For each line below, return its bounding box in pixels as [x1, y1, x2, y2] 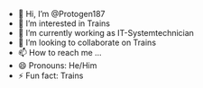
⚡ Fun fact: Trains [17, 70, 84, 81]
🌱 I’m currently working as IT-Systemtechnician [17, 28, 194, 38]
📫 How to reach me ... [17, 48, 102, 57]
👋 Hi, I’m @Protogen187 [17, 9, 106, 19]
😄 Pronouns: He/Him [17, 60, 97, 71]
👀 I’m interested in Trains [17, 18, 111, 29]
